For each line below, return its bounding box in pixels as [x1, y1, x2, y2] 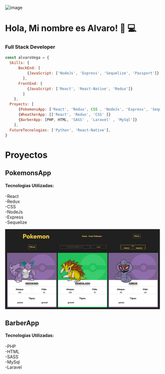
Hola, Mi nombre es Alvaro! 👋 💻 [5, 23, 137, 34]
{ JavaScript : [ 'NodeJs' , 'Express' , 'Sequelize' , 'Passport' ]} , [27, 71, 162, 76]
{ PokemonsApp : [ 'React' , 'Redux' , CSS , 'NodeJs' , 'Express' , [18, 107, 148, 112]
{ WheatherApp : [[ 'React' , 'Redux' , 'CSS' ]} [18, 112, 111, 117]
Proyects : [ [9, 102, 34, 107]
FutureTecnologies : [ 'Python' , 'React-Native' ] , [9, 127, 111, 132]
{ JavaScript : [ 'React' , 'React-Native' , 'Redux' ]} [27, 86, 133, 91]
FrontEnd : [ [18, 81, 43, 86]
